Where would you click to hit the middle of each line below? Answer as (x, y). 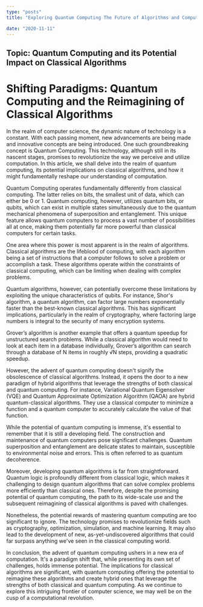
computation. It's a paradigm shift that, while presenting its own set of (93, 559)
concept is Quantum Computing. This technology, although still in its (91, 150)
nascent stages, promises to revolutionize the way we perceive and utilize (98, 157)
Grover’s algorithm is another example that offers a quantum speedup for (97, 333)
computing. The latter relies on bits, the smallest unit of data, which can (95, 194)
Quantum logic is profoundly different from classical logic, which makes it (98, 477)
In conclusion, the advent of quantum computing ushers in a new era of (95, 552)
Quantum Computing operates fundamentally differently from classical (94, 188)
